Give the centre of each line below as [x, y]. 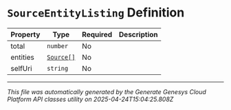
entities [22, 57]
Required [97, 34]
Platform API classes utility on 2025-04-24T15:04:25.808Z [90, 99]
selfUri [21, 68]
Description [139, 34]
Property [25, 34]
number [58, 46]
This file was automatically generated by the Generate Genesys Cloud [107, 91]
